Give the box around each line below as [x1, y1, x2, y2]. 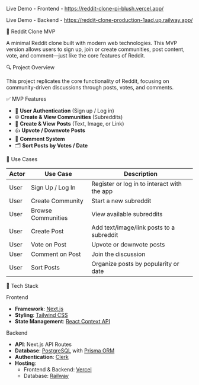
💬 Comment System [14, 136, 65, 142]
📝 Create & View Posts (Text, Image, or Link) [14, 120, 124, 127]
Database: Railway [23, 373, 69, 379]
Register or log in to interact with [91, 180, 182, 188]
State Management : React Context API [14, 318, 111, 325]
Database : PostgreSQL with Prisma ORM [14, 347, 115, 354]
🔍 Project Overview [6, 64, 55, 70]
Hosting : [14, 360, 37, 367]
